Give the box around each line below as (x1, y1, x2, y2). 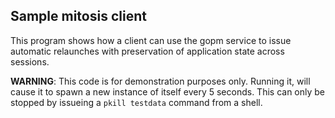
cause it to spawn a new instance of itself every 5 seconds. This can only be (10, 85, 326, 98)
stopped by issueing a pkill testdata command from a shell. (10, 96, 263, 108)
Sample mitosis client (10, 8, 147, 25)
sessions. (10, 55, 50, 68)
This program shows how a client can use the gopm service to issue (10, 34, 292, 46)
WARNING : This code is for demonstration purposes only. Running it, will (10, 75, 311, 87)
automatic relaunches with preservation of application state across (10, 45, 285, 57)
